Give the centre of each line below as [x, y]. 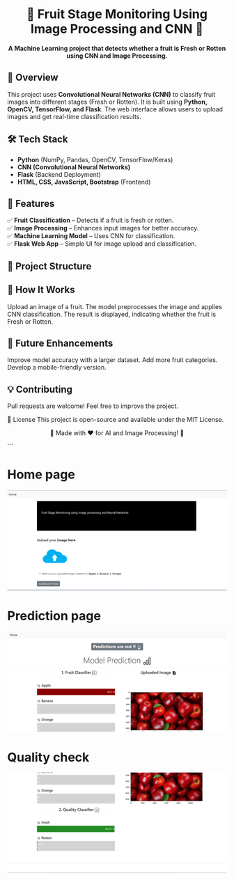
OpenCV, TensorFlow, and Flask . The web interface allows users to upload [115, 109]
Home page [41, 474]
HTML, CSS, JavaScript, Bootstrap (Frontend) [84, 182]
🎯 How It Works [41, 290]
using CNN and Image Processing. [117, 56]
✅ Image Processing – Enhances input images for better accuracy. [103, 228]
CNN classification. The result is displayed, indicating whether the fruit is [112, 314]
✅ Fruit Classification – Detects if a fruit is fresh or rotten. [91, 220]
